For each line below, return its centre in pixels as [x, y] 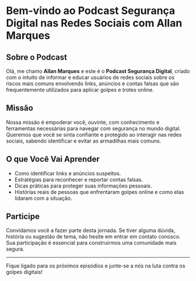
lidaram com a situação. [43, 198]
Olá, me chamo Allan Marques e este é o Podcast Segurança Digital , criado [98, 71]
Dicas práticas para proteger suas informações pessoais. [83, 186]
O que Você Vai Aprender [53, 159]
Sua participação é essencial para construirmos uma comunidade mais [91, 243]
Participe [23, 216]
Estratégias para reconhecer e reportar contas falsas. [79, 179]
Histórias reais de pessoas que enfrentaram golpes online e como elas [99, 192]
